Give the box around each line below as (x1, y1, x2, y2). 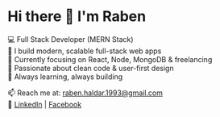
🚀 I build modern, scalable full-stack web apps (7, 46, 162, 56)
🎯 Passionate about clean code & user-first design (7, 63, 174, 73)
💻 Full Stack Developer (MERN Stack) (7, 34, 134, 44)
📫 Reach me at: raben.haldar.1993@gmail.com (7, 88, 163, 98)
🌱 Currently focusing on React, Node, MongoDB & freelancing (7, 54, 213, 64)
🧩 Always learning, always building (7, 72, 123, 81)
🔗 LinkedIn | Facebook (7, 99, 82, 109)
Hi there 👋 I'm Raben (7, 7, 147, 26)
